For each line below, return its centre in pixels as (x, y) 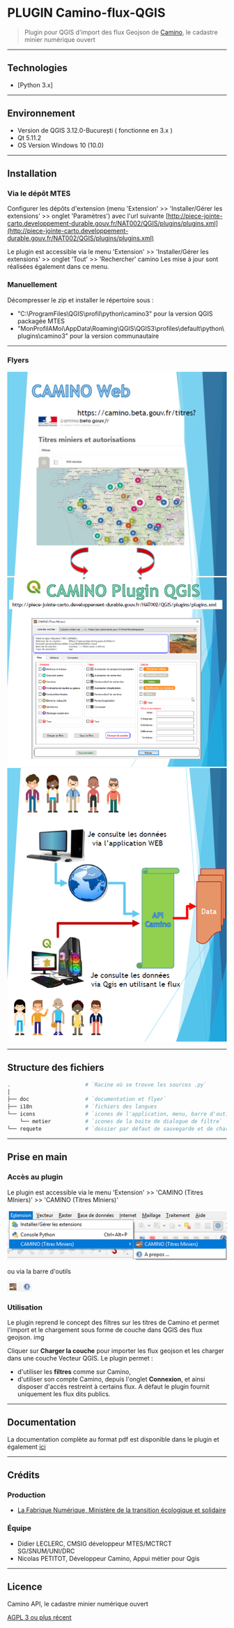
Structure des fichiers (56, 1068)
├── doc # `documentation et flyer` (87, 1100)
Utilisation (25, 1307)
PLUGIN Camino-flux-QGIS (86, 13)
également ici (27, 1446)
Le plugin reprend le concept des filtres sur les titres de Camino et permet (113, 1322)
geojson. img (26, 1337)
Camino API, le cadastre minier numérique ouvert (78, 1604)
